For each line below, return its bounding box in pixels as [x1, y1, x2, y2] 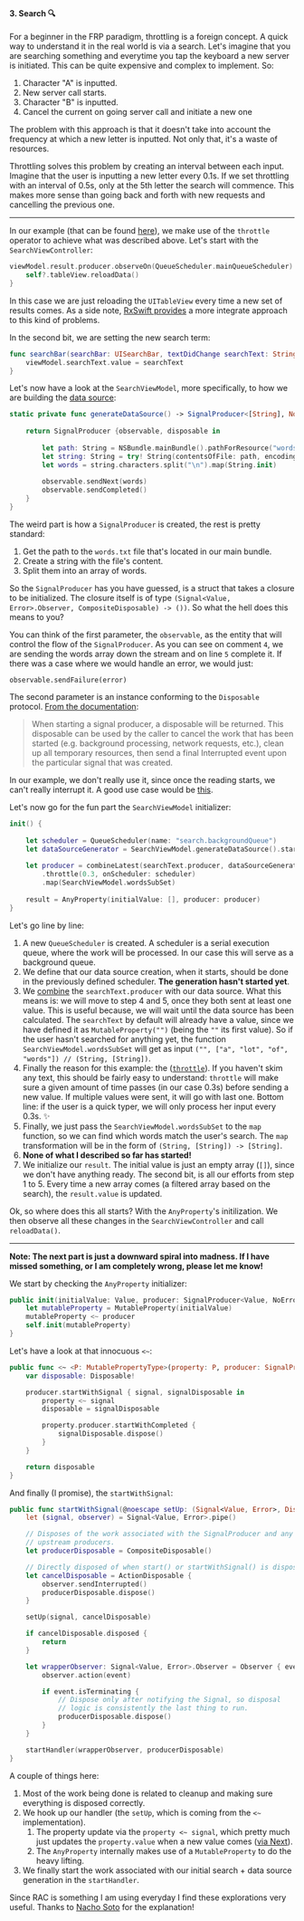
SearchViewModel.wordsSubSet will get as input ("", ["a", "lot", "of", [22, 1043, 289, 1054]
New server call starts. [22, 87, 107, 99]
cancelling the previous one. [9, 199, 115, 210]
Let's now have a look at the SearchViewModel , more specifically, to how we [9, 383, 288, 394]
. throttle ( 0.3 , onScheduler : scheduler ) [42, 870, 196, 879]
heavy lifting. [35, 1855, 84, 1866]
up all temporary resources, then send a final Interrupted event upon [31, 747, 287, 758]
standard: [9, 528, 45, 539]
